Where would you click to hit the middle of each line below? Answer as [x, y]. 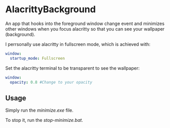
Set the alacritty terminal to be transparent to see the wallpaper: [72, 68]
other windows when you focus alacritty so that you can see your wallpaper [85, 29]
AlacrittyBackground [51, 9]
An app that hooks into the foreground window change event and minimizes [85, 23]
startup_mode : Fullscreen [38, 58]
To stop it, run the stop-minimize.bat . [44, 120]
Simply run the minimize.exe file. [40, 110]
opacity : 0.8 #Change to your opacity [51, 82]
